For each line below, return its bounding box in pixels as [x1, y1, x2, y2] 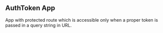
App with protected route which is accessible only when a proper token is [5, 17, 158, 23]
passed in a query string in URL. [5, 22, 72, 28]
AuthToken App [5, 4, 56, 12]
